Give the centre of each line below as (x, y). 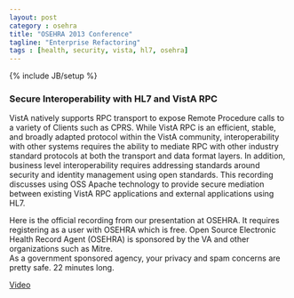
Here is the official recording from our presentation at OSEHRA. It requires (144, 221)
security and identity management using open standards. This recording (141, 175)
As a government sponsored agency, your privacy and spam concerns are (145, 258)
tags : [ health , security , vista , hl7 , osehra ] (99, 51)
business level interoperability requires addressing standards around (135, 165)
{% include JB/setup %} (53, 76)
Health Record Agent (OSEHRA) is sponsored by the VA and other (129, 239)
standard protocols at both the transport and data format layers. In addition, (147, 156)
